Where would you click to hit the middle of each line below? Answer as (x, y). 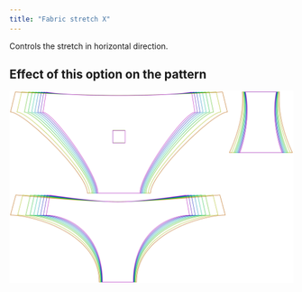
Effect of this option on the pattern (108, 75)
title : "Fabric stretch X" (60, 19)
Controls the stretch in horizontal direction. (89, 46)
